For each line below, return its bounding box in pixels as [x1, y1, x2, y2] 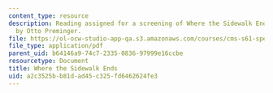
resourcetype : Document [8, 57, 89, 66]
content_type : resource [8, 11, 89, 20]
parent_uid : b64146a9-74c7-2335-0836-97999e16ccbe [8, 49, 184, 57]
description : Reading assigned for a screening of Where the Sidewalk [8, 19, 253, 27]
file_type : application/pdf [8, 42, 104, 50]
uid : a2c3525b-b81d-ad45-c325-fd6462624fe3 [8, 72, 158, 80]
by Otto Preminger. [15, 27, 82, 35]
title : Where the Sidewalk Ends [8, 65, 118, 73]
